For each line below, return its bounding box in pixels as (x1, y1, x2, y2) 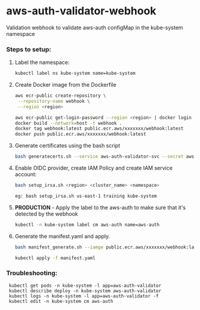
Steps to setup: (6, 45, 52, 53)
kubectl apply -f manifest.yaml (14, 255, 96, 261)
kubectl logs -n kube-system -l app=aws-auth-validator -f (8, 293, 159, 299)
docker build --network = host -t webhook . (14, 120, 122, 126)
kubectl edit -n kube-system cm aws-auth (8, 298, 113, 304)
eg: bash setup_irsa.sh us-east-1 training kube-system (14, 193, 157, 199)
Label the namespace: (14, 59, 70, 66)
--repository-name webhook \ (17, 98, 91, 104)
